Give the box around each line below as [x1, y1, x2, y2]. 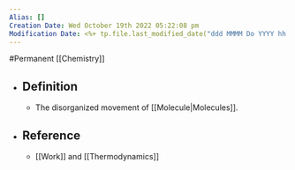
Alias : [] [9, 12, 46, 22]
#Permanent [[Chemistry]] [9, 54, 105, 64]
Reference [21, 128, 81, 143]
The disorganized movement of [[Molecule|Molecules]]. [34, 102, 238, 113]
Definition [21, 78, 78, 93]
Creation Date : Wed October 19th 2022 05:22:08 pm [9, 21, 200, 30]
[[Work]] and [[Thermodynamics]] [34, 152, 159, 161]
